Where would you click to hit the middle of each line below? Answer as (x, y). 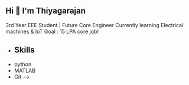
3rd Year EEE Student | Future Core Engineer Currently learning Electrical (94, 25)
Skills (24, 50)
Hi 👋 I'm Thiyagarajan (46, 11)
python (23, 64)
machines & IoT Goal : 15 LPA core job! (52, 31)
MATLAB (25, 70)
